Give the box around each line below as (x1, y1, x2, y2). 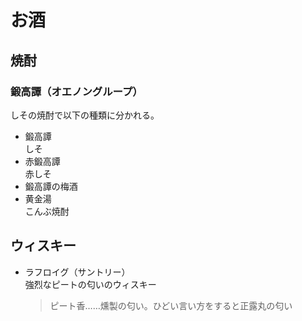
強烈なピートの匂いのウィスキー (24, 278, 157, 290)
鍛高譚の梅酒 (24, 180, 78, 192)
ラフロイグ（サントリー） (24, 266, 131, 278)
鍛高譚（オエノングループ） (10, 84, 143, 98)
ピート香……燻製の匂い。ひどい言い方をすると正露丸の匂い (49, 299, 293, 311)
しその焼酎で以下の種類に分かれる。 (10, 109, 160, 121)
